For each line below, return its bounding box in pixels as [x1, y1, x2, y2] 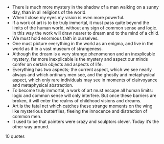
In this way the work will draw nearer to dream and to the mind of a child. [12, 30, 160, 36]
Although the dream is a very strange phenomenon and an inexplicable [12, 51, 156, 57]
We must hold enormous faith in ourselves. [12, 35, 99, 41]
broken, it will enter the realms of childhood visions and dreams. [12, 98, 142, 103]
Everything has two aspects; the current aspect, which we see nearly [12, 67, 152, 72]
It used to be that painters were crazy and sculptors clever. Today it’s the [12, 119, 159, 124]
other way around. [12, 124, 49, 129]
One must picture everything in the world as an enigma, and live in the [12, 41, 154, 46]
